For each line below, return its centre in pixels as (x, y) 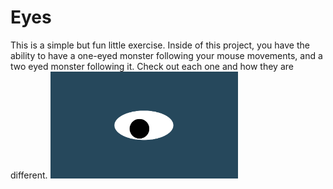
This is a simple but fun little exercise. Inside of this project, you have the (160, 45)
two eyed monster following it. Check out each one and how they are (152, 66)
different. (29, 175)
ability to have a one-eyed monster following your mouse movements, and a (166, 55)
